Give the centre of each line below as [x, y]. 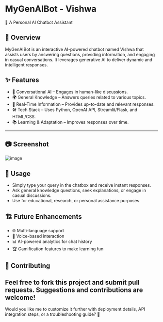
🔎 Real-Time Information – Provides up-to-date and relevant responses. [83, 104]
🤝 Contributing [28, 266]
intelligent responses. [26, 64]
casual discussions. [32, 195]
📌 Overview [23, 38]
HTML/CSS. [24, 116]
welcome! [20, 298]
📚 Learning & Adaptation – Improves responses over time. [70, 122]
